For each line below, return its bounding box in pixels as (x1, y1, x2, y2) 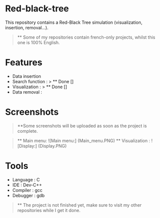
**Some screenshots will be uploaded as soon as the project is (17, 122, 147, 129)
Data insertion (12, 73, 41, 79)
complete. (17, 128, 38, 134)
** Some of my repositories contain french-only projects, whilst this (17, 34, 156, 40)
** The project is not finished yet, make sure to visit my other (17, 202, 142, 208)
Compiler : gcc (12, 187, 43, 193)
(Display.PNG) (38, 143, 67, 149)
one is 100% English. (17, 39, 60, 45)
